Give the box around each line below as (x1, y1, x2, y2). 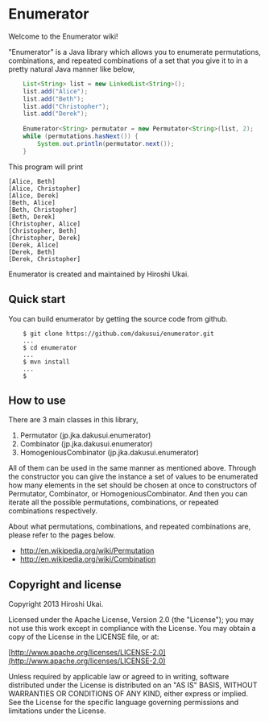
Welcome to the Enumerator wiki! (8, 31, 118, 41)
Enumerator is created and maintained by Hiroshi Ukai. (8, 269, 189, 279)
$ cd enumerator (23, 343, 78, 351)
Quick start (8, 293, 66, 306)
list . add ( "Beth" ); (23, 94, 85, 103)
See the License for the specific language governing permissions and (8, 698, 239, 707)
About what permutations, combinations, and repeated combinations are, (8, 521, 251, 532)
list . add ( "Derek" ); (23, 110, 89, 118)
